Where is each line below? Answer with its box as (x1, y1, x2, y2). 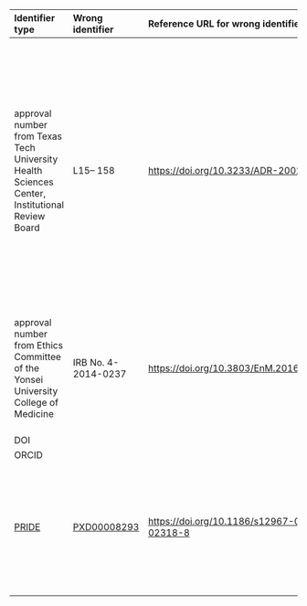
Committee (14, 351, 62, 363)
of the (14, 362, 39, 374)
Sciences (14, 175, 54, 188)
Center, (14, 187, 47, 199)
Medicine (14, 408, 55, 420)
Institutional (14, 198, 65, 211)
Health (14, 165, 43, 176)
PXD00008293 (72, 521, 140, 533)
